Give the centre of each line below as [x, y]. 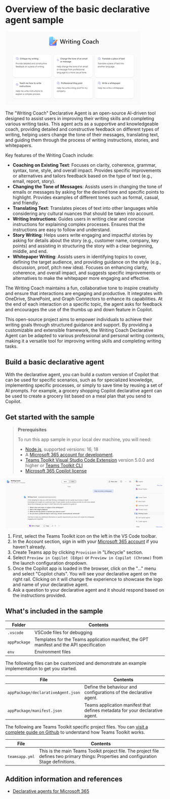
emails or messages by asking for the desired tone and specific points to [88, 192]
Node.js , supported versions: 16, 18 [62, 449]
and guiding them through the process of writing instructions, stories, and [82, 140]
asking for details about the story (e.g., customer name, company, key [86, 240]
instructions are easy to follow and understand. [62, 230]
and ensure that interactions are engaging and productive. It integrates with [84, 293]
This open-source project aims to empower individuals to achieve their [79, 319]
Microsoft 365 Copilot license [56, 470]
